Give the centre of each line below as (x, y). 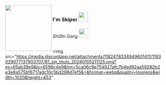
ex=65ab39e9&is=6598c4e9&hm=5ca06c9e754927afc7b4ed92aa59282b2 (83, 67)
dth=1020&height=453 (28, 78)
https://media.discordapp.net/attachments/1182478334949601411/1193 (89, 57)
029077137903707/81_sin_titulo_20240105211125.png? (61, 62)
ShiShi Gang (65, 36)
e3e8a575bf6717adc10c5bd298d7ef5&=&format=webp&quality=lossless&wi (83, 72)
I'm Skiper (65, 19)
